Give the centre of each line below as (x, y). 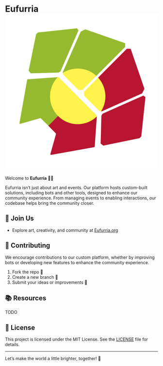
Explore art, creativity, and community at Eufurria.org (65, 230)
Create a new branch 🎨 (35, 277)
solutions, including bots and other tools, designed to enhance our (71, 193)
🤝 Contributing (28, 245)
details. (12, 345)
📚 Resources (26, 298)
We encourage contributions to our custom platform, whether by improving (80, 257)
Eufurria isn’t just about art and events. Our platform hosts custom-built (76, 187)
